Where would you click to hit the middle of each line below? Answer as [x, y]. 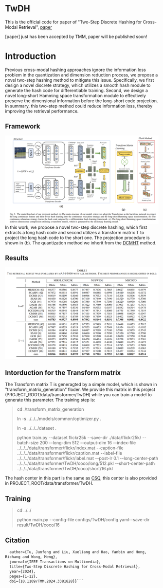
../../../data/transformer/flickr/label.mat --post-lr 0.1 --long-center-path [87, 459]
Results [17, 258]
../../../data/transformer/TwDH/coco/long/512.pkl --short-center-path [86, 463]
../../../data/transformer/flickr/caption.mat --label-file [70, 453]
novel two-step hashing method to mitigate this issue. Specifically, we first [80, 80]
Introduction [31, 56]
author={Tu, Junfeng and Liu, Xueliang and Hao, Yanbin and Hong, [78, 552]
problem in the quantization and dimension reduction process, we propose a [81, 75]
